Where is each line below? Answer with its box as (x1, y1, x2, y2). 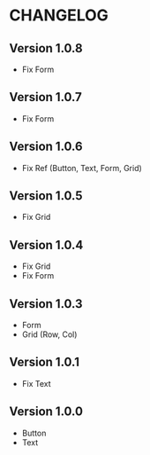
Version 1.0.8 (9, 41, 83, 56)
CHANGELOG (9, 5, 109, 26)
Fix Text (21, 378, 51, 388)
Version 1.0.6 (9, 139, 83, 154)
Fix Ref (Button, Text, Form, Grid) (21, 162, 143, 173)
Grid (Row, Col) (21, 329, 78, 340)
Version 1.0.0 (9, 404, 84, 420)
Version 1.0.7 (9, 90, 82, 105)
